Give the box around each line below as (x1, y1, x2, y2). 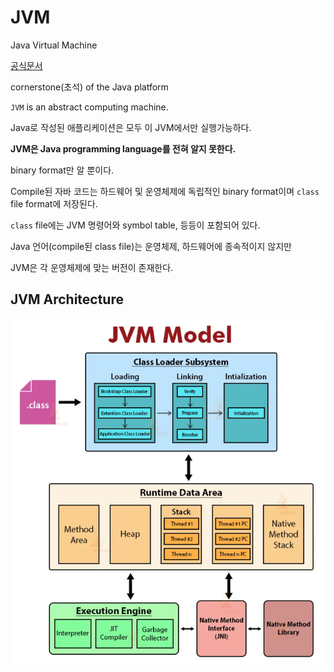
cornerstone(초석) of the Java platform (10, 81, 169, 93)
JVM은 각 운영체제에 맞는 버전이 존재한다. (10, 261, 174, 273)
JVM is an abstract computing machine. (10, 101, 169, 113)
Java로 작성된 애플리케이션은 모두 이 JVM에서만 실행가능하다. (10, 121, 252, 133)
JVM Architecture (10, 291, 124, 308)
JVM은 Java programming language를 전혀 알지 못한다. (10, 142, 237, 155)
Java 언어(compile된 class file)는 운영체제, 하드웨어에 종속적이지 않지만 (10, 240, 292, 252)
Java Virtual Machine (10, 39, 98, 51)
